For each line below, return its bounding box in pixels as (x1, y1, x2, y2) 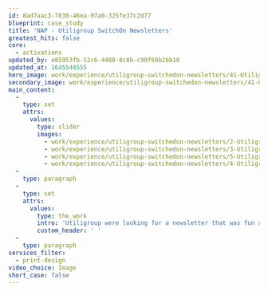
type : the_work (37, 212, 88, 220)
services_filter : (8, 249, 66, 257)
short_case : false (8, 271, 69, 279)
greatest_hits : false (8, 33, 81, 42)
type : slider (37, 123, 81, 131)
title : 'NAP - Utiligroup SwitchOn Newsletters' (8, 26, 173, 34)
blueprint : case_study (8, 19, 84, 27)
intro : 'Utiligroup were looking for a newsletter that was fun (37, 219, 255, 227)
